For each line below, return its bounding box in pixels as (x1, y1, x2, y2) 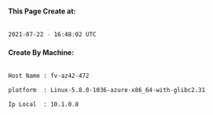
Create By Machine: (8, 47, 75, 57)
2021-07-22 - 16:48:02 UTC (8, 31, 97, 39)
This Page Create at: (8, 6, 76, 16)
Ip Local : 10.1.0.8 (8, 101, 79, 109)
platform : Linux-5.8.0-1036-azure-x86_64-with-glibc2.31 (8, 87, 206, 95)
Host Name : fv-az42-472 (8, 72, 90, 80)
